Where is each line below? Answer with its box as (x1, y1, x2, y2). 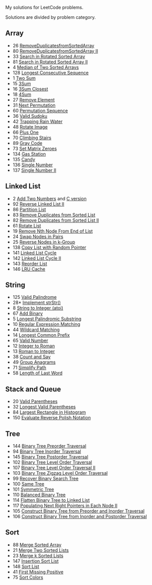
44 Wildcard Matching (12, 326, 60, 333)
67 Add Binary (12, 311, 43, 317)
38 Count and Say (12, 354, 51, 360)
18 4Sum (12, 91, 32, 97)
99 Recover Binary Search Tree (12, 475, 79, 481)
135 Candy (12, 156, 36, 162)
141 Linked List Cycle (12, 249, 57, 256)
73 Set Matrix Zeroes (12, 145, 57, 151)
